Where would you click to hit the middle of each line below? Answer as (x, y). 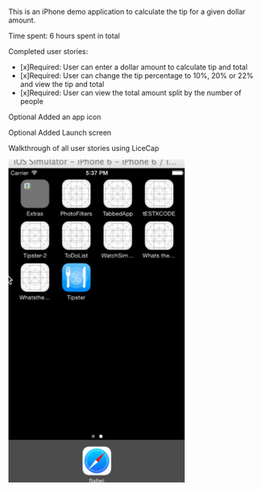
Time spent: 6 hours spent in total (64, 36)
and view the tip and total (62, 84)
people (32, 101)
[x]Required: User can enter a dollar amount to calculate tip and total (134, 67)
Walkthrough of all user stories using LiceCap (84, 148)
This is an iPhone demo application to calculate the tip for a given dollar (127, 12)
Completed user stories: (48, 51)
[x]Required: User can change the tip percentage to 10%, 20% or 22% (137, 75)
